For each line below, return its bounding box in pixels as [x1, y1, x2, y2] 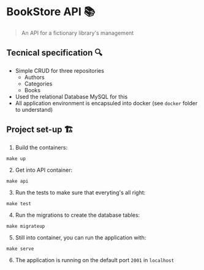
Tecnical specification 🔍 [6, 48, 103, 58]
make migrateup [6, 223, 45, 229]
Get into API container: [15, 166, 72, 173]
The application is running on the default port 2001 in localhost [15, 256, 175, 263]
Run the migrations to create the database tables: [15, 211, 140, 219]
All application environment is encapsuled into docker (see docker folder [15, 99, 198, 107]
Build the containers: [15, 144, 68, 151]
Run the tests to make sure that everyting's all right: [15, 189, 146, 196]
